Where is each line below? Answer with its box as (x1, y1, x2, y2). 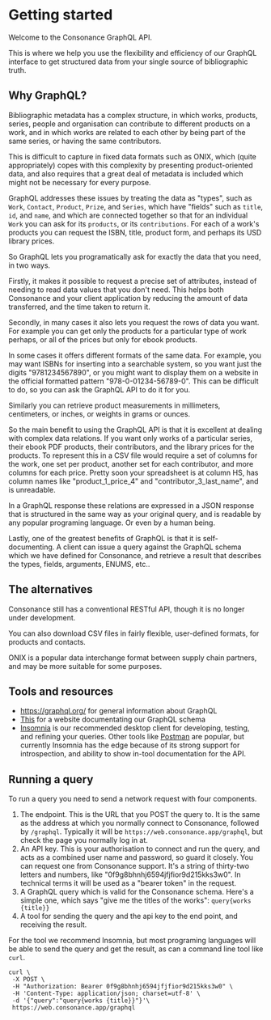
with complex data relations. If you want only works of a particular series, (8, 433, 253, 442)
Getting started (8, 6, 113, 24)
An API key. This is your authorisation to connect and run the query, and (19, 844, 260, 854)
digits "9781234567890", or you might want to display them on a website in (8, 367, 259, 377)
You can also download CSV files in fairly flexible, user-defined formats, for (8, 629, 260, 638)
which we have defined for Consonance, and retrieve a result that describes (8, 550, 261, 560)
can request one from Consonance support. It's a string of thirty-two (19, 861, 249, 871)
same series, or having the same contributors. (8, 136, 162, 146)
